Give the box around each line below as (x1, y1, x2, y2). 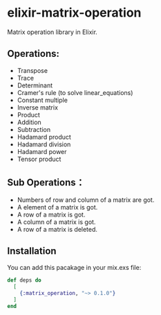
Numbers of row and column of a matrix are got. (17, 196, 155, 204)
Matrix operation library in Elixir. (7, 28, 98, 36)
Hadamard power (17, 147, 67, 155)
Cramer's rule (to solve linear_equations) (17, 88, 133, 96)
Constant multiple (17, 96, 68, 104)
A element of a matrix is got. (17, 203, 98, 211)
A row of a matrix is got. (17, 210, 86, 219)
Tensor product (17, 155, 61, 163)
